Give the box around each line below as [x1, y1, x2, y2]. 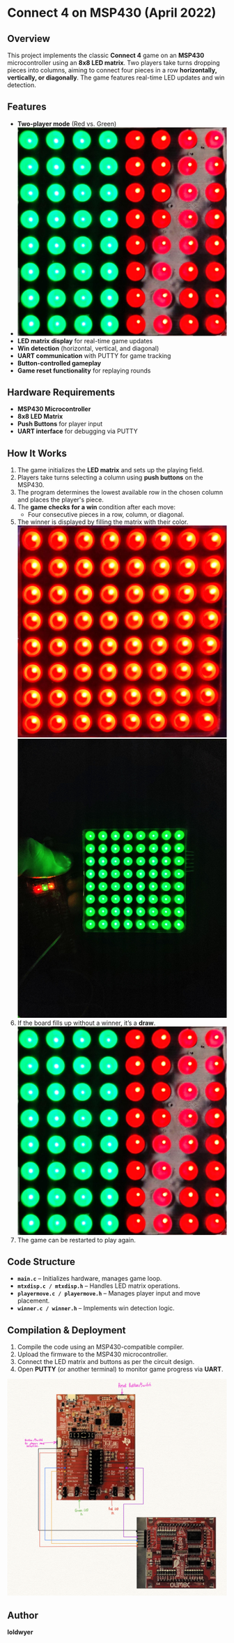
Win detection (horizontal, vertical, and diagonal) [17, 344, 159, 352]
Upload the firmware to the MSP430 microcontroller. [17, 1350, 169, 1358]
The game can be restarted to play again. [17, 1236, 136, 1244]
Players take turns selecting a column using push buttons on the [17, 473, 203, 482]
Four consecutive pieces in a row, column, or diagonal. [27, 511, 185, 519]
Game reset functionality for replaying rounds [17, 366, 151, 375]
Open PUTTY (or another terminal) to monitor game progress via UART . [17, 1365, 224, 1374]
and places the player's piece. [17, 495, 104, 504]
